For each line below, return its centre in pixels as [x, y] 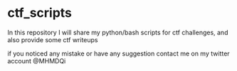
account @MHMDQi [37, 60]
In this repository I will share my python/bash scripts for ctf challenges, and [118, 32]
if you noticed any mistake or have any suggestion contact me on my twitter [118, 53]
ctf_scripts [40, 13]
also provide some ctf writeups [53, 39]
